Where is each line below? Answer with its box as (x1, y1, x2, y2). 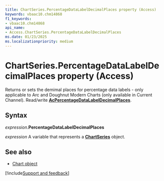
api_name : (5, 25, 25, 30)
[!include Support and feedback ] (5, 170, 70, 176)
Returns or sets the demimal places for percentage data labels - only (5, 87, 143, 92)
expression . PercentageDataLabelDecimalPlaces (5, 124, 104, 130)
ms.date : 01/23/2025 (5, 35, 47, 40)
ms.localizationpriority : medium (5, 39, 73, 44)
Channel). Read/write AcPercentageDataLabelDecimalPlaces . (5, 97, 132, 103)
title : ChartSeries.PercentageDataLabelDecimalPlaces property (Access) (5, 7, 157, 12)
